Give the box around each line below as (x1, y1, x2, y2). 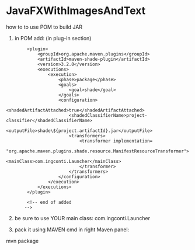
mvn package (6, 237, 39, 244)
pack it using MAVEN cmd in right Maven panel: (14, 226, 130, 233)
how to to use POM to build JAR (6, 23, 83, 30)
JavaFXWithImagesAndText (6, 4, 146, 18)
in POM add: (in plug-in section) (14, 34, 92, 41)
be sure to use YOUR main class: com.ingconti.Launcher (14, 214, 151, 221)
